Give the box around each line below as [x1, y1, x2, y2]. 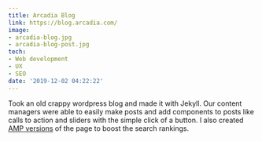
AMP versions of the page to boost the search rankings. [8, 123, 190, 133]
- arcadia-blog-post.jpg [8, 41, 90, 49]
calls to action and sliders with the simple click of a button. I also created [8, 115, 244, 125]
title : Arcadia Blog [8, 11, 76, 20]
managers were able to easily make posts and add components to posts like [8, 107, 254, 116]
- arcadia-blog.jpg [8, 33, 72, 42]
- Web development [8, 56, 68, 63]
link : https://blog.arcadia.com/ [8, 19, 118, 27]
